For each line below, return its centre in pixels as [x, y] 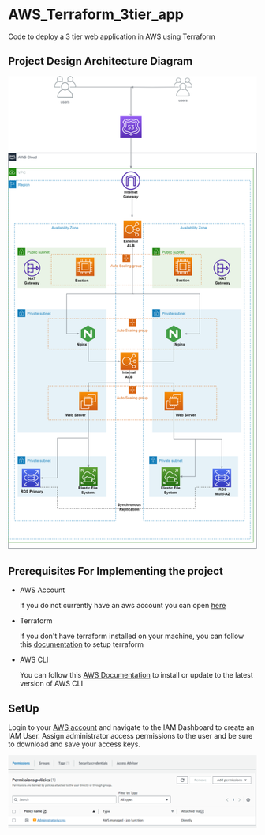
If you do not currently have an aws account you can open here [123, 606]
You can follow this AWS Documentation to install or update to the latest [136, 675]
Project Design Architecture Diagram [101, 61]
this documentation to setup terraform [82, 644]
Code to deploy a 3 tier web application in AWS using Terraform [112, 36]
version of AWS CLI [51, 684]
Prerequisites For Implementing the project [116, 571]
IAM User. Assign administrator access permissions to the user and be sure [131, 735]
